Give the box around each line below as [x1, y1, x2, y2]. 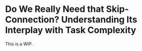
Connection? [5, 14, 60, 25]
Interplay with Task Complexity [5, 25, 137, 36]
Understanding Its [61, 14, 138, 25]
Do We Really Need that [5, 3, 104, 15]
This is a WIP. [5, 41, 33, 47]
